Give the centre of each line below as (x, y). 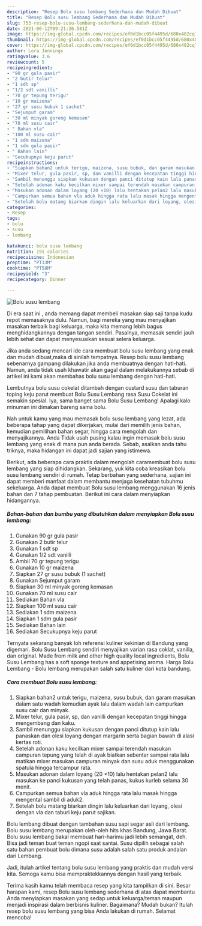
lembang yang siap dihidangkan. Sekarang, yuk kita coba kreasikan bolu (96, 468)
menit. (23, 787)
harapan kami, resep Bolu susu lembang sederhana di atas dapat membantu (101, 892)
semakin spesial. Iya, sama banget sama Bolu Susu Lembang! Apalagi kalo (99, 401)
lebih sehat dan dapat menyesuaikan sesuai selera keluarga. (81, 339)
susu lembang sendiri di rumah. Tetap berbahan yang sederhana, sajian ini (99, 474)
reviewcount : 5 (26, 62)
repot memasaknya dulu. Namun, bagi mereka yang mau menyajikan (91, 319)
